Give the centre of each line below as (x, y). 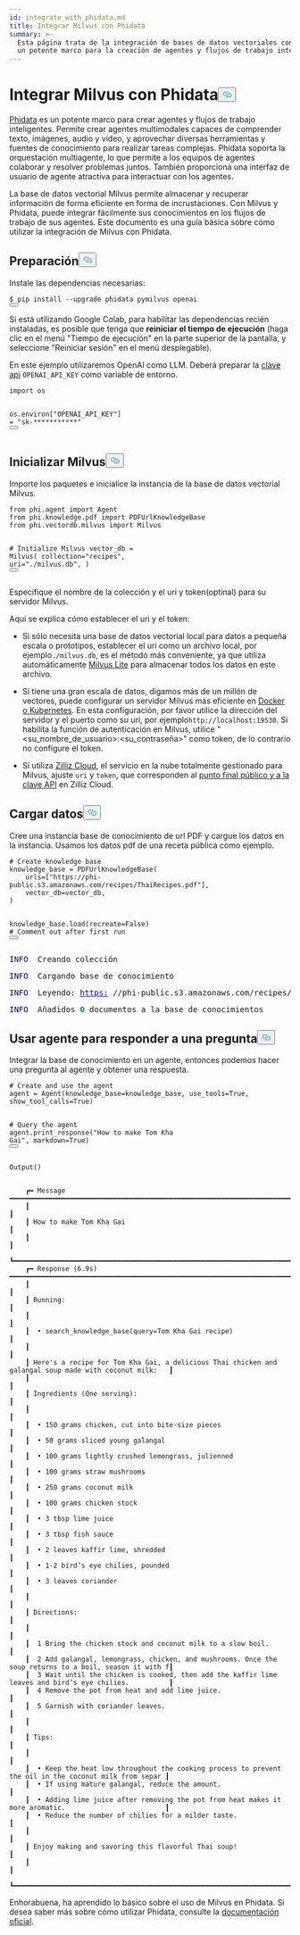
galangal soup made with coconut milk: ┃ (92, 1371)
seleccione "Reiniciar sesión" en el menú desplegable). (111, 347)
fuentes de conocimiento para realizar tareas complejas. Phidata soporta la (147, 148)
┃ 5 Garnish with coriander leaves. (96, 1707)
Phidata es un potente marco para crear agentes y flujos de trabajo (133, 120)
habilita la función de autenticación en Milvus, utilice (119, 729)
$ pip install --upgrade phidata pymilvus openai (104, 299)
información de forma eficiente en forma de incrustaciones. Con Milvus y (144, 203)
